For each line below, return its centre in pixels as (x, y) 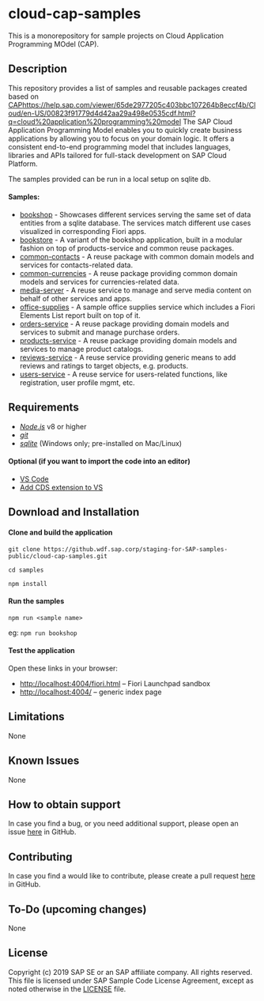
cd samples (26, 570)
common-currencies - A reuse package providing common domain (128, 273)
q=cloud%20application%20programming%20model (95, 121)
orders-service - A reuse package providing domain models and (124, 323)
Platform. (23, 164)
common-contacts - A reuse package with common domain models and (137, 256)
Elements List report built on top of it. (80, 315)
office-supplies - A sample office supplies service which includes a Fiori (137, 307)
